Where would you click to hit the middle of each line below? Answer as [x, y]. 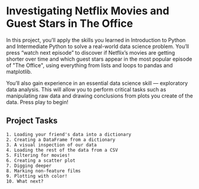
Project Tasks [32, 121]
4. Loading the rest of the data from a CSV [62, 150]
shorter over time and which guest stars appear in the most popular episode [99, 59]
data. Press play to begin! [37, 102]
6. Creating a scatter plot [41, 160]
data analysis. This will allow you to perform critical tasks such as [86, 89]
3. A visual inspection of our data [51, 145]
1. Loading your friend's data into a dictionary [69, 134]
